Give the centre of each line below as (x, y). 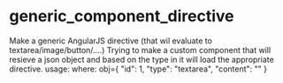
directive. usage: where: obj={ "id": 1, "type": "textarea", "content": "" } (138, 69)
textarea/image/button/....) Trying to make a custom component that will (140, 49)
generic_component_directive (122, 16)
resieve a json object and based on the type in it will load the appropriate (141, 59)
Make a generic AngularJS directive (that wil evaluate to (111, 41)
